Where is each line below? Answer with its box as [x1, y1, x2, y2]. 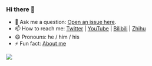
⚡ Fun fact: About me [14, 40, 67, 47]
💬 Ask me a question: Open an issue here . [14, 19, 117, 26]
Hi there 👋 [6, 5, 35, 13]
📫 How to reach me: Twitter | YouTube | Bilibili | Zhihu [14, 25, 146, 32]
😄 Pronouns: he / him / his [14, 33, 80, 40]
